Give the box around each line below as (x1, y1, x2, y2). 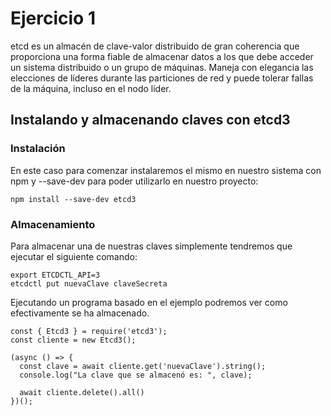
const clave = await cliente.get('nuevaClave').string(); (19, 361, 267, 371)
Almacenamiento (10, 217, 96, 231)
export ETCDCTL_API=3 (10, 270, 101, 280)
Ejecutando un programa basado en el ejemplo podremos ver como (10, 296, 288, 308)
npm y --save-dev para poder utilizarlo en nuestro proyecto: (10, 175, 259, 187)
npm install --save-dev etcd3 (10, 194, 137, 204)
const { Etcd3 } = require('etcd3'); (10, 326, 168, 336)
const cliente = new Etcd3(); (10, 335, 137, 345)
